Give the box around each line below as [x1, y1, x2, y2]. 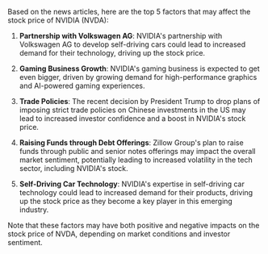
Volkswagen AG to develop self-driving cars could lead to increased [19, 40, 246, 49]
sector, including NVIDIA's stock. [19, 164, 128, 173]
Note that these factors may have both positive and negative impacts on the [7, 221, 260, 230]
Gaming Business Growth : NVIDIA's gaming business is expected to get [19, 64, 260, 73]
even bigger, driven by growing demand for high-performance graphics [19, 73, 258, 81]
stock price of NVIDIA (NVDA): [7, 15, 109, 25]
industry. [19, 205, 49, 214]
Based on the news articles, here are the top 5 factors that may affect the [7, 7, 251, 16]
